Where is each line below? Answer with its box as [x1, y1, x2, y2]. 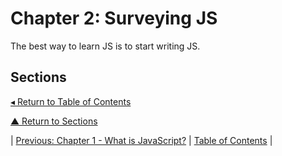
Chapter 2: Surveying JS [10, 7, 218, 30]
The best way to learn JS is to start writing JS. [10, 40, 201, 52]
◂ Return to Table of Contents [10, 95, 132, 107]
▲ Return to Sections [10, 115, 98, 127]
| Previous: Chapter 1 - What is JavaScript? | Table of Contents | [10, 134, 273, 146]
